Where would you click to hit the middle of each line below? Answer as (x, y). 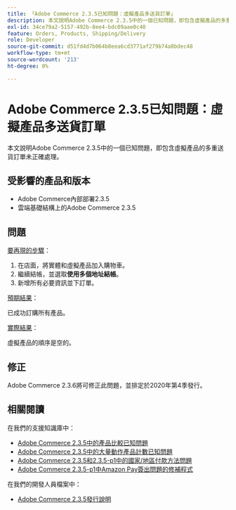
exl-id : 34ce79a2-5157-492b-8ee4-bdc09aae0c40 (77, 27)
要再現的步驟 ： (29, 250)
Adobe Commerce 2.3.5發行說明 (64, 499)
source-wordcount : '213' (44, 60)
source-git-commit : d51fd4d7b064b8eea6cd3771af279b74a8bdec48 (100, 46)
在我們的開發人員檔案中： (44, 484)
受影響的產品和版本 (49, 180)
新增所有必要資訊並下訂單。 (58, 283)
